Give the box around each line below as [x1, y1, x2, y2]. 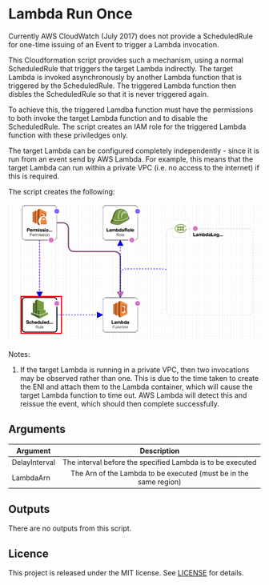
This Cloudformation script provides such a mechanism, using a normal [8, 55, 244, 65]
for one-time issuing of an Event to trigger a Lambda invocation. [8, 39, 219, 49]
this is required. [8, 171, 60, 181]
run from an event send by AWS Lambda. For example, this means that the [8, 154, 254, 164]
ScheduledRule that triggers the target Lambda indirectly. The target [8, 63, 234, 73]
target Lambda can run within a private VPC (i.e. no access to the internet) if [8, 162, 260, 172]
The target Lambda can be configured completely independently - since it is [8, 146, 260, 155]
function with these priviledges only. [8, 130, 128, 140]
